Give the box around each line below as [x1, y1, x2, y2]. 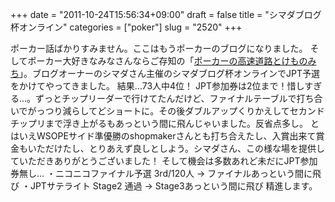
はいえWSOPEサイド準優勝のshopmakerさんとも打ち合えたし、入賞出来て [10, 130, 317, 142]
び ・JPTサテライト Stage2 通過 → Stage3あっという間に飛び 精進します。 [10, 180, 318, 192]
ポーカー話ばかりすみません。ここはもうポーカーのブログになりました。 [10, 43, 308, 54]
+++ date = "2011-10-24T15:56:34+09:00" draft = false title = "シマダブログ [10, 9, 322, 20]
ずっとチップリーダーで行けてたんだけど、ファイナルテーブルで [35, 93, 297, 104]
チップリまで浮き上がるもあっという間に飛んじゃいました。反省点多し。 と [10, 118, 320, 129]
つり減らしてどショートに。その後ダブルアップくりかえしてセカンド [44, 105, 325, 117]
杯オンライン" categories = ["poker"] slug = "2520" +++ [10, 21, 243, 33]
